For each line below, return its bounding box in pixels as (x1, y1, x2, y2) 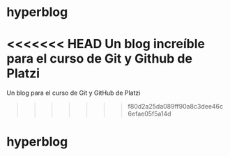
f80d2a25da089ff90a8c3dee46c (128, 102, 224, 111)
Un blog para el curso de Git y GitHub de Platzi (6, 88, 141, 97)
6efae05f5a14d (128, 109, 171, 118)
